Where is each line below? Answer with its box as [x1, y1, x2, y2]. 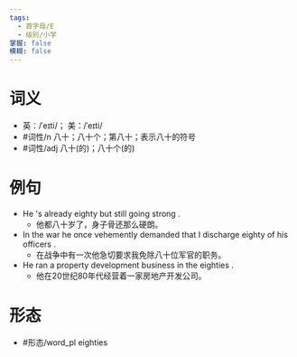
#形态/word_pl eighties [22, 336, 108, 348]
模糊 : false [9, 47, 51, 56]
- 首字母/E [17, 22, 54, 31]
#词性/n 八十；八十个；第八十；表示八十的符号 [22, 132, 196, 143]
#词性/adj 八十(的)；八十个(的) [22, 143, 135, 154]
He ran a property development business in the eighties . [22, 259, 235, 270]
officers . [22, 239, 57, 249]
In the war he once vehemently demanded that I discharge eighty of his [22, 230, 289, 240]
